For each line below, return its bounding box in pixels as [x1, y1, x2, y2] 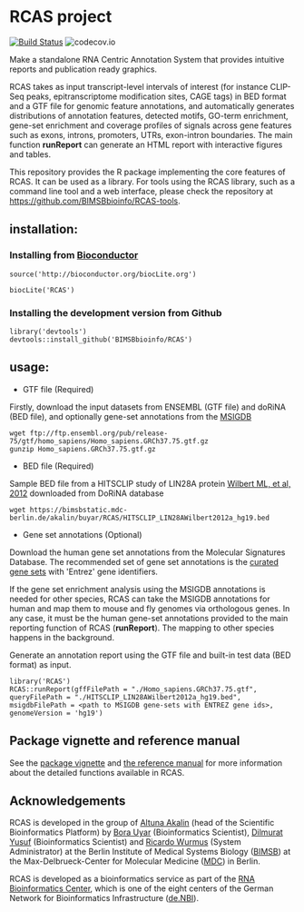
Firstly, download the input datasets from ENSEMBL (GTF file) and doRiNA [9, 401, 287, 412]
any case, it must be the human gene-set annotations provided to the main [9, 612, 289, 623]
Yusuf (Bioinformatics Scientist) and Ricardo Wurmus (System [9, 837, 242, 848]
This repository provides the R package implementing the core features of [9, 166, 286, 177]
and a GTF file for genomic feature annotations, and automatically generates [9, 100, 295, 111]
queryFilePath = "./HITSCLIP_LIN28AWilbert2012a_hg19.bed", [9, 692, 242, 701]
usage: [9, 360, 50, 375]
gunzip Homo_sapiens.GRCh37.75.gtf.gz [9, 444, 156, 453]
